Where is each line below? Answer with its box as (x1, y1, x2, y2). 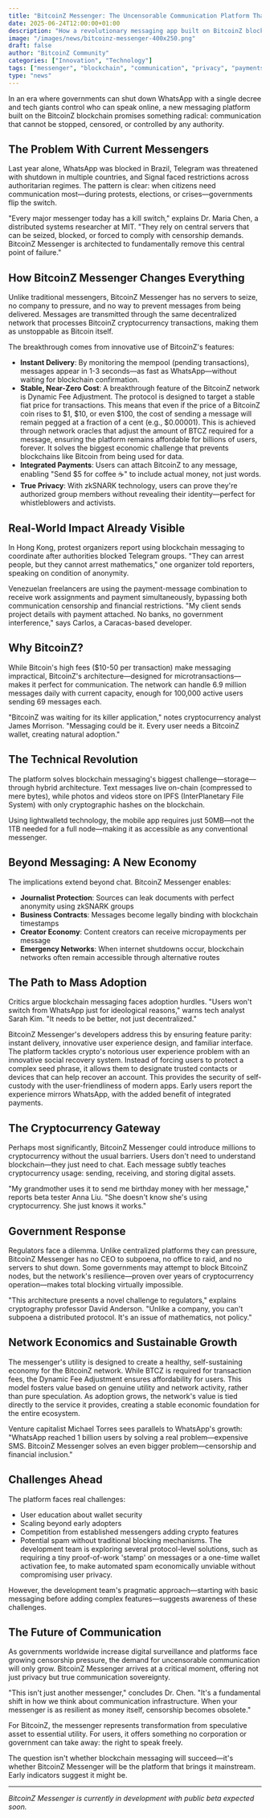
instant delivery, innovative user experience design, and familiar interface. (8, 1038, 253, 1048)
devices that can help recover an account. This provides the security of (8, 1073, 245, 1082)
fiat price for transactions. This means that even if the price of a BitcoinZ (19, 400, 261, 410)
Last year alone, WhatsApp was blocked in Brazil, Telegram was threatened (8, 164, 259, 174)
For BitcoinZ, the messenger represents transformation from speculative (8, 1721, 247, 1730)
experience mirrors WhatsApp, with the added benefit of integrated (8, 1090, 231, 1099)
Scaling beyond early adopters (19, 1518, 122, 1528)
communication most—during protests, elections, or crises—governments (8, 190, 253, 199)
